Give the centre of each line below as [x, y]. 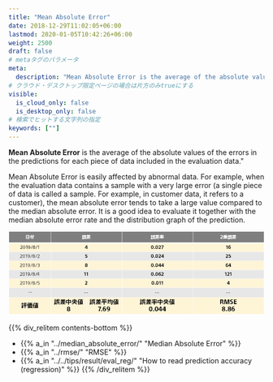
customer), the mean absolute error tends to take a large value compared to [135, 202]
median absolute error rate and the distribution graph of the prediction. [127, 220]
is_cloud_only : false [52, 103]
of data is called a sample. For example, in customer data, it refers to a [126, 194]
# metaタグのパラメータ [43, 60]
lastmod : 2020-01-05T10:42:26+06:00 [70, 34]
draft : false [30, 52]
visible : [23, 94]
